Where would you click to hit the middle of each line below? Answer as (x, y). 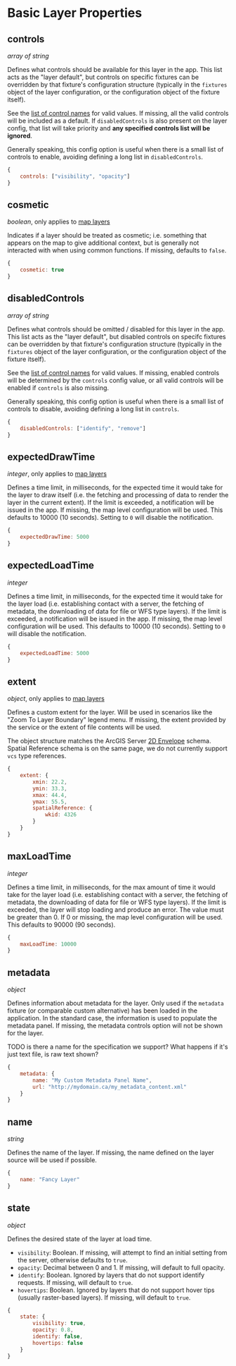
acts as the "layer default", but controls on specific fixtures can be (103, 77)
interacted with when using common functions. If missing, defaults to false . (117, 250)
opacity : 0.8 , (53, 1330)
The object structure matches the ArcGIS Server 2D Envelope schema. (109, 741)
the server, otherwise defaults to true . (72, 1260)
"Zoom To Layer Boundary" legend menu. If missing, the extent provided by (117, 720)
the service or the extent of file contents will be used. (84, 727)
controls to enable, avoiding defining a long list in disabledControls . (105, 157)
